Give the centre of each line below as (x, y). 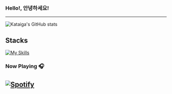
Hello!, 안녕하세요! (27, 8)
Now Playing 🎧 (25, 66)
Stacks (17, 40)
